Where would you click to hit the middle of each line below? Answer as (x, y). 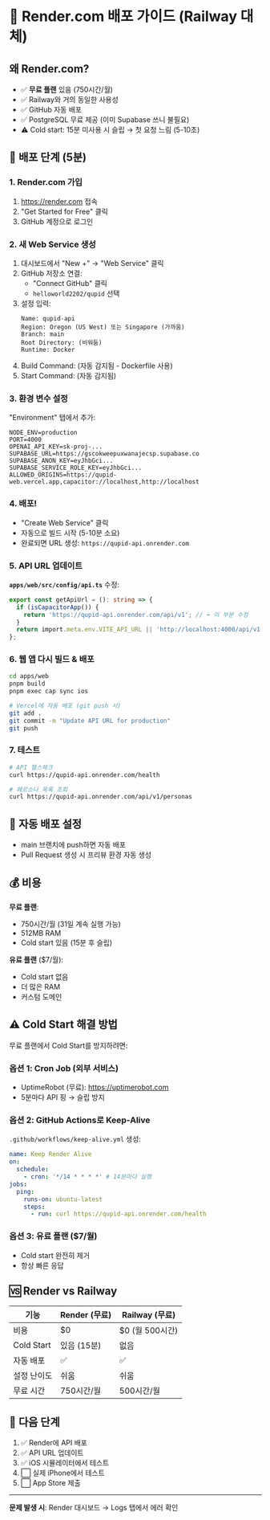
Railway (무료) (149, 1315)
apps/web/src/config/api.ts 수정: (64, 584)
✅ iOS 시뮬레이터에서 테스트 (65, 1463)
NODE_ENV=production (44, 433)
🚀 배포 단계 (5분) (48, 157)
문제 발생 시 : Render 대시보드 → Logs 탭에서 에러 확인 (94, 1508)
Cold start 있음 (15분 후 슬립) (66, 942)
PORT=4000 (26, 440)
